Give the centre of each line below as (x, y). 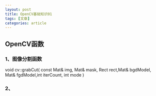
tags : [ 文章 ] (17, 18)
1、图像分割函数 (23, 59)
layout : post (18, 9)
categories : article (26, 23)
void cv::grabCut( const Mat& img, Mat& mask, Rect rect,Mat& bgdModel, (78, 70)
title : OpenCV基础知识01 (29, 14)
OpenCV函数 (25, 44)
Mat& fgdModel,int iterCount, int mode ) (45, 75)
